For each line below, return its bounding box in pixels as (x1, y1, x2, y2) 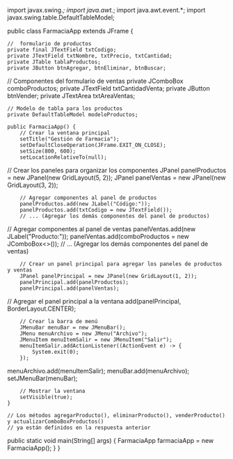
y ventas (7, 267, 33, 274)
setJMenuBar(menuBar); (7, 374, 78, 382)
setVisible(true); (19, 394, 73, 400)
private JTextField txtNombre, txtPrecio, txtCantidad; (7, 52, 172, 59)
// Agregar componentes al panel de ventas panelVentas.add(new (7, 225, 196, 233)
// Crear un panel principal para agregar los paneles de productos (19, 260, 223, 267)
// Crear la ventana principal (19, 130, 111, 137)
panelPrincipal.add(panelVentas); (19, 285, 120, 292)
